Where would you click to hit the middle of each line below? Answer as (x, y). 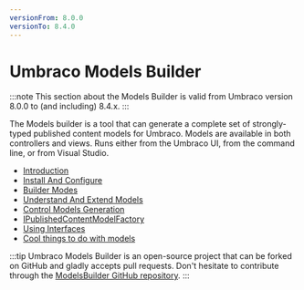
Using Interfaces (54, 229)
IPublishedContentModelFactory (84, 219)
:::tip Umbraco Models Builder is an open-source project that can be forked (151, 256)
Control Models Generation (73, 210)
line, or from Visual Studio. (59, 153)
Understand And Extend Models (83, 200)
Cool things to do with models (79, 239)
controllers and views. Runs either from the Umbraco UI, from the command (152, 143)
